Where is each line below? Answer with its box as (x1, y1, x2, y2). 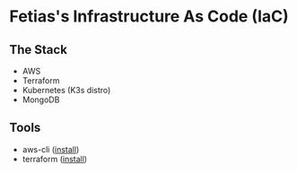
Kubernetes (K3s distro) (22, 85, 111, 95)
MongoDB (22, 94, 60, 105)
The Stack (9, 42, 67, 57)
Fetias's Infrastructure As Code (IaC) (9, 6, 289, 27)
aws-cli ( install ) (22, 143, 80, 154)
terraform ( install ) (22, 153, 88, 164)
